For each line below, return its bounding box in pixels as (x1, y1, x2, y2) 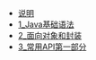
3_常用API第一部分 (17, 41, 87, 52)
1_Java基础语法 (17, 19, 74, 30)
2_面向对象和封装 (17, 30, 83, 40)
